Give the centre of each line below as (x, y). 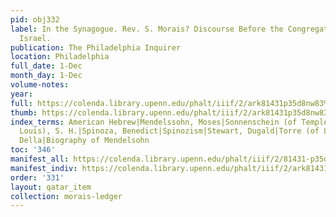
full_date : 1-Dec (46, 66)
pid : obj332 (35, 19)
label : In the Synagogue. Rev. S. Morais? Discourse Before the (147, 29)
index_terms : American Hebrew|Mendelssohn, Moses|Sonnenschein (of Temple (169, 122)
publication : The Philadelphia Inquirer (96, 47)
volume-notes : (40, 85)
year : (21, 94)
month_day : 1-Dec (46, 76)
